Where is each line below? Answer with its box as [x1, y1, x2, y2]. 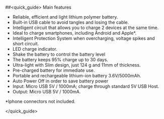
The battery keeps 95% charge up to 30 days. [12, 57, 108, 62]
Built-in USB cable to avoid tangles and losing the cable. [12, 20, 129, 25]
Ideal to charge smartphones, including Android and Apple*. [12, 30, 137, 36]
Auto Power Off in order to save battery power [12, 78, 109, 84]
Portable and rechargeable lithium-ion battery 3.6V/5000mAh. [12, 73, 141, 78]
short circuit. [12, 41, 39, 47]
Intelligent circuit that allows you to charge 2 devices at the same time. [12, 25, 159, 31]
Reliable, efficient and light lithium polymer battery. [12, 14, 118, 20]
